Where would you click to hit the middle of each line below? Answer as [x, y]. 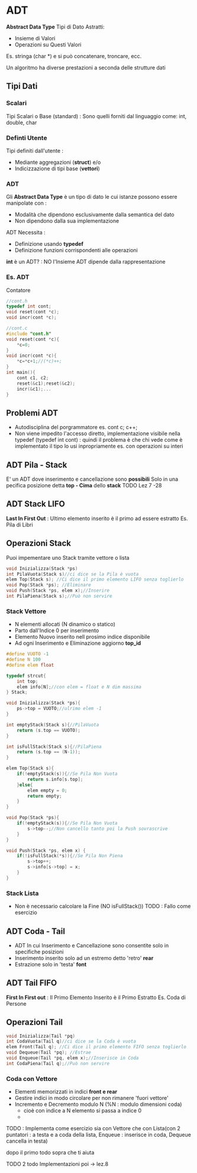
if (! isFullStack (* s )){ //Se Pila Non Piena [70, 856]
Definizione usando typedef [49, 244]
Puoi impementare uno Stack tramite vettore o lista [68, 557]
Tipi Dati [22, 86]
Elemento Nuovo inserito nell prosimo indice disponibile [82, 637]
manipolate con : [27, 203]
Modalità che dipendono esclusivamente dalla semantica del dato [94, 215]
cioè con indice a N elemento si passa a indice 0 [83, 1111]
